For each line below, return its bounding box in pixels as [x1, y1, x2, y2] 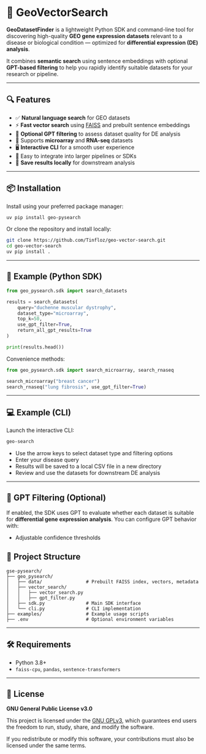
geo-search [6, 439, 34, 445]
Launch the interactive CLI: [6, 426, 75, 434]
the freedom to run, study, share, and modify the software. [6, 723, 154, 731]
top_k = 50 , [17, 316, 43, 322]
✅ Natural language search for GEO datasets [15, 113, 131, 121]
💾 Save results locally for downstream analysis [15, 159, 135, 166]
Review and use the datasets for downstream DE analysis [15, 469, 161, 477]
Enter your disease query [15, 456, 80, 464]
